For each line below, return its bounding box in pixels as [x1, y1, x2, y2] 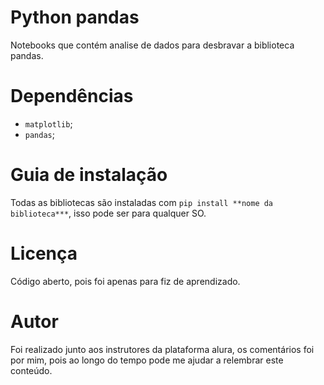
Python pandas [10, 6, 140, 29]
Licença [10, 242, 78, 265]
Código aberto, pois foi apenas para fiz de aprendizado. [10, 275, 241, 287]
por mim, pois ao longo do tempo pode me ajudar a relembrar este [10, 354, 284, 366]
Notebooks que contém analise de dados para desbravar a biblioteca [10, 39, 295, 51]
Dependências [10, 85, 134, 108]
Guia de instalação [10, 164, 168, 186]
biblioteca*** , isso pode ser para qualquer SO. [10, 207, 207, 219]
